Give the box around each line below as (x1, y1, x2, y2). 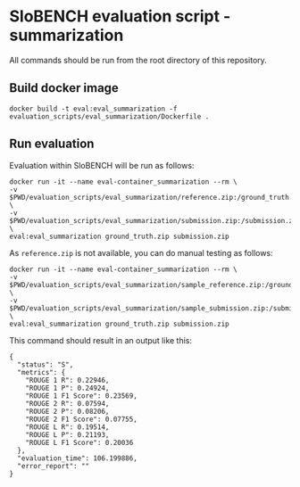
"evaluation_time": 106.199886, (17, 453, 138, 463)
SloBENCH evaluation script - (9, 6, 231, 27)
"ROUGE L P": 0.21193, (25, 430, 110, 439)
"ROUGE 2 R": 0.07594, (25, 399, 110, 408)
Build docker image (9, 80, 119, 95)
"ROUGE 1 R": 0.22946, (25, 376, 110, 384)
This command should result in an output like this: (9, 334, 193, 345)
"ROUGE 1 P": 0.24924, (25, 384, 110, 392)
